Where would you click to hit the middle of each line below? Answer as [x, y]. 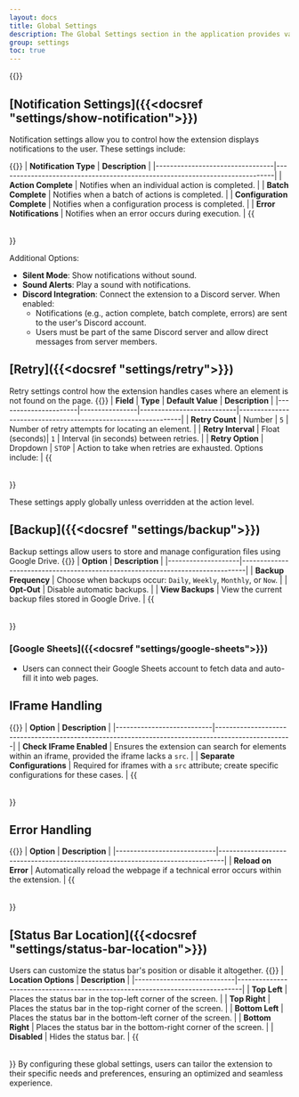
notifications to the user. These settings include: [97, 149]
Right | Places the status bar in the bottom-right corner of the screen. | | [141, 1027]
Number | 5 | [266, 419]
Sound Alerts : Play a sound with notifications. [106, 284]
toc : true [28, 51]
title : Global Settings [53, 26]
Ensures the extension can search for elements [200, 746]
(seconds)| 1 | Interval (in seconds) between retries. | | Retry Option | [137, 438]
